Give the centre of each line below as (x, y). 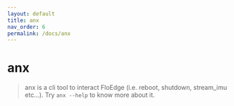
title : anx (23, 20)
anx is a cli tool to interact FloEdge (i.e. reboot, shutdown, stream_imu (126, 88)
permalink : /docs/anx (39, 33)
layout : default (31, 14)
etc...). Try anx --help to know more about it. (90, 95)
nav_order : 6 (26, 27)
